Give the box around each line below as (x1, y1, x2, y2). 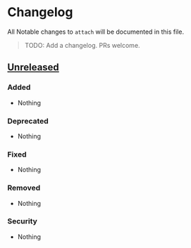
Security (7, 216, 37, 226)
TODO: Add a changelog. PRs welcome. (24, 41, 140, 49)
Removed (7, 183, 41, 193)
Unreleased (7, 61, 60, 74)
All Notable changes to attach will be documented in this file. (7, 27, 185, 36)
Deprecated (7, 116, 49, 126)
